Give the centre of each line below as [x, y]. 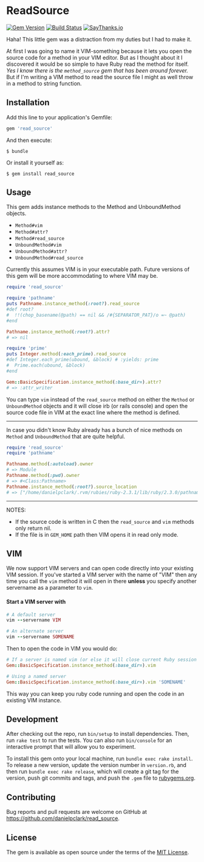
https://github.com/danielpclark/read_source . [63, 818]
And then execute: [29, 140]
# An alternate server [35, 631]
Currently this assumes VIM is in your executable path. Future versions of [98, 269]
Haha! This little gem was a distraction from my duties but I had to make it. [99, 39]
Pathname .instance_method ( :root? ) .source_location [72, 487]
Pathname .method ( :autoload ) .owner [50, 464]
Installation [28, 103]
